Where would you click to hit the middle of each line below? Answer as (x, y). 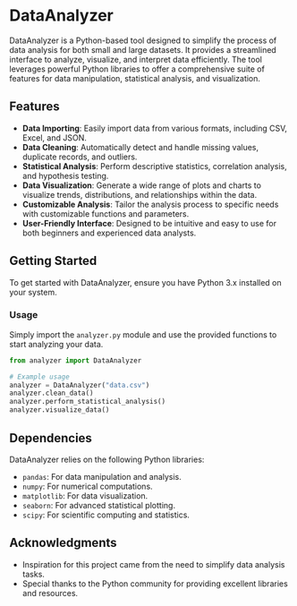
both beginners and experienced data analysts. (109, 233)
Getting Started (53, 261)
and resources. (50, 593)
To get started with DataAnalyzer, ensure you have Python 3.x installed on (145, 282)
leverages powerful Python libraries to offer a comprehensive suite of (137, 69)
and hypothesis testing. (65, 175)
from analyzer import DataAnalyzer (76, 360)
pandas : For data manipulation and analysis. (102, 476)
